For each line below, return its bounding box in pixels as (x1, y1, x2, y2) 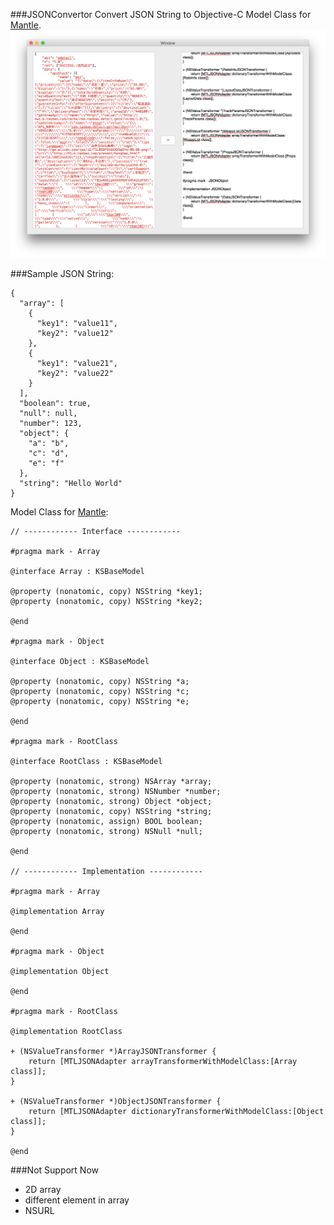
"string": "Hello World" (19, 478, 123, 488)
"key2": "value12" (36, 328, 114, 338)
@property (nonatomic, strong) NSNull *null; (10, 826, 203, 836)
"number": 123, (19, 418, 83, 428)
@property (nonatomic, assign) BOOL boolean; (10, 816, 203, 826)
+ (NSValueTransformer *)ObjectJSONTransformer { (10, 1096, 222, 1106)
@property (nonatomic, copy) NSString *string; (10, 806, 213, 816)
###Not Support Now (10, 1164, 100, 1176)
